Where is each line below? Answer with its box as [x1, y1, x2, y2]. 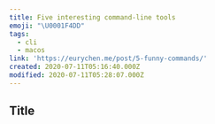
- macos [17, 46, 46, 55]
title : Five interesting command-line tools [9, 12, 176, 22]
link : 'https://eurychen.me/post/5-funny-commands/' [9, 54, 208, 63]
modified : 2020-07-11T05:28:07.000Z [9, 71, 144, 80]
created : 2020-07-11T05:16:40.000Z [9, 63, 141, 72]
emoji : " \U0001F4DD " [9, 21, 86, 30]
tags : [9, 29, 29, 38]
